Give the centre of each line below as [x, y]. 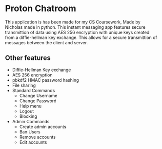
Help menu [30, 106]
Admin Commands [31, 121]
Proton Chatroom [41, 9]
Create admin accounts [43, 127]
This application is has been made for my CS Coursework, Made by [73, 22]
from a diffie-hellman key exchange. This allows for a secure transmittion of [81, 37]
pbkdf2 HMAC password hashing [45, 80]
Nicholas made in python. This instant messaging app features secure [75, 27]
